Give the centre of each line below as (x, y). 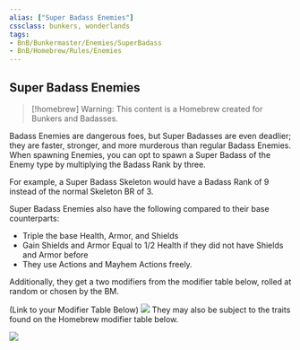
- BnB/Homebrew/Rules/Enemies (66, 51)
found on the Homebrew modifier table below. (94, 319)
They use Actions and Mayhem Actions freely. (107, 264)
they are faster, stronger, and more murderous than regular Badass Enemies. (150, 145)
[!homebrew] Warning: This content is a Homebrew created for (147, 109)
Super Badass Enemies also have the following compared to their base (140, 208)
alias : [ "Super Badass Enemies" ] (72, 17)
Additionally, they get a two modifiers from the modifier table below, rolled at (150, 281)
